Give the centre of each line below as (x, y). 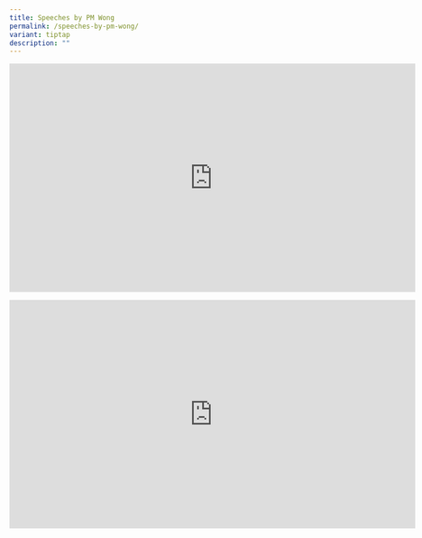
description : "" (40, 43)
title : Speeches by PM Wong (62, 18)
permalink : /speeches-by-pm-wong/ (74, 26)
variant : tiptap (40, 34)
